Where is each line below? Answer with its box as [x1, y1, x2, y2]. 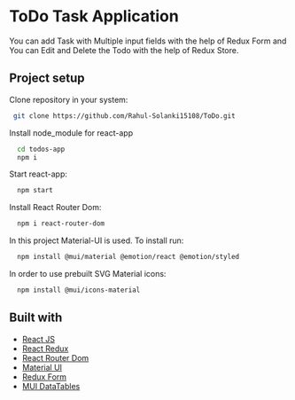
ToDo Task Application [9, 6, 179, 27]
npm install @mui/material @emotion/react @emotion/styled [17, 253, 240, 262]
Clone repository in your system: [9, 94, 128, 105]
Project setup [9, 71, 86, 86]
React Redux [21, 343, 69, 354]
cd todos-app [17, 145, 66, 153]
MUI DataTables [21, 380, 81, 391]
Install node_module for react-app [9, 127, 134, 138]
